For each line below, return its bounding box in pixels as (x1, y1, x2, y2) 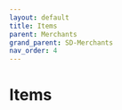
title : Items (9, 21, 58, 30)
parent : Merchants (9, 30, 77, 38)
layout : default (9, 13, 69, 22)
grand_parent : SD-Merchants (9, 38, 114, 47)
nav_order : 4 (9, 47, 58, 55)
